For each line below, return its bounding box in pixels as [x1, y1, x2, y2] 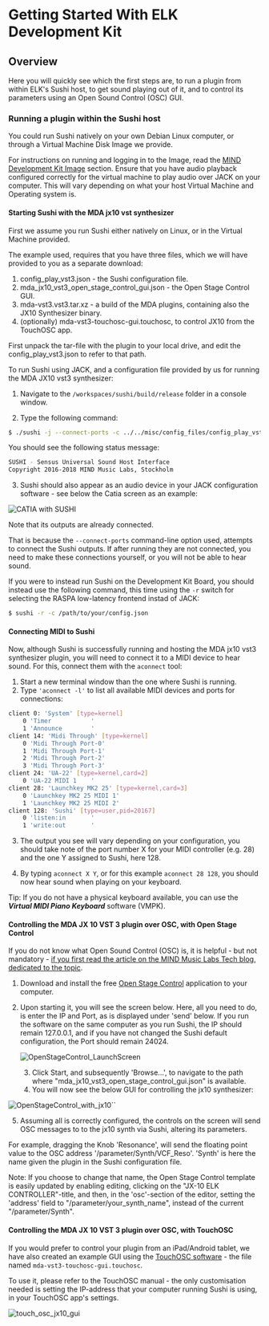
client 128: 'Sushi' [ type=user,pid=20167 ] [8, 807, 156, 815]
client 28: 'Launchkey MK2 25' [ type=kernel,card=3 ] [8, 784, 188, 792]
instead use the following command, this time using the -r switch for [8, 585, 235, 595]
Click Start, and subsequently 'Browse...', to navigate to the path [31, 1068, 243, 1077]
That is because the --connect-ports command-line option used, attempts [8, 535, 254, 545]
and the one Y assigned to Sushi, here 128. [19, 853, 162, 863]
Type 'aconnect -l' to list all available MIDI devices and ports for [19, 685, 235, 695]
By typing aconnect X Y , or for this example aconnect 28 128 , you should [19, 868, 259, 878]
